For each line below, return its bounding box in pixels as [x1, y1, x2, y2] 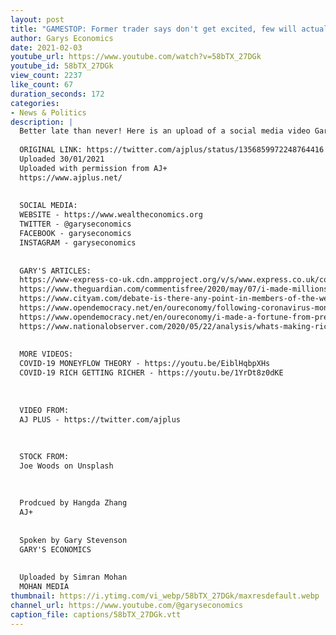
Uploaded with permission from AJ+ [19, 163, 168, 173]
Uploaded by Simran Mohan [19, 572, 128, 583]
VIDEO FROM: [19, 405, 70, 415]
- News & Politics [10, 107, 87, 118]
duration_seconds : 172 [10, 89, 105, 99]
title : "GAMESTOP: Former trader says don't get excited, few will [10, 24, 298, 34]
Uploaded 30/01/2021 [19, 154, 105, 164]
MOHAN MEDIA [19, 582, 70, 592]
